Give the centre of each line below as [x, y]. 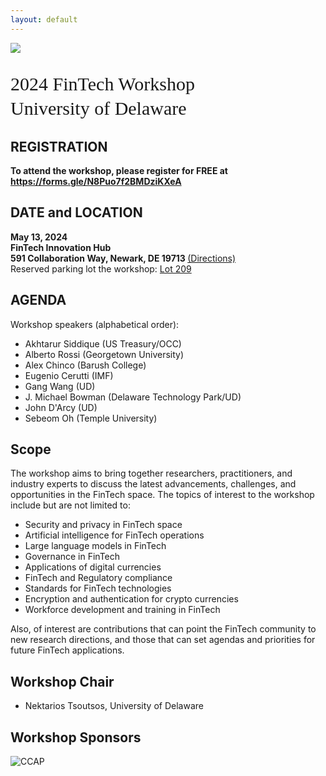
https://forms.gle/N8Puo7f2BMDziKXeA [96, 182]
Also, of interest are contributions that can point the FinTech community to [163, 629]
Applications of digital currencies [93, 567]
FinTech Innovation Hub [61, 247]
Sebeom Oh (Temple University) [91, 418]
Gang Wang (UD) [60, 386]
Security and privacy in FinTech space [103, 525]
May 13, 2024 [39, 237]
